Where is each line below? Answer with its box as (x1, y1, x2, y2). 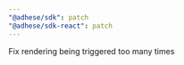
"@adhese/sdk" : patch (8, 12, 89, 22)
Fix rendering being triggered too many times (8, 45, 175, 56)
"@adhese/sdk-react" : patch (8, 21, 113, 30)
